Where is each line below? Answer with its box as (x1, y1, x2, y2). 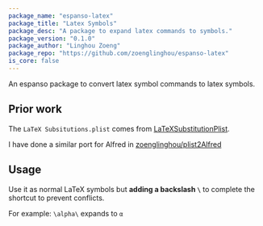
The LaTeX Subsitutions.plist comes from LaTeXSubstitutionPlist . (8, 123, 230, 133)
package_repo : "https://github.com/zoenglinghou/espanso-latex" (8, 49, 229, 57)
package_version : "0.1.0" (8, 34, 95, 43)
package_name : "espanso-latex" (8, 11, 114, 20)
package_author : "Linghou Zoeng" (8, 42, 121, 50)
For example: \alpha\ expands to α (8, 208, 123, 218)
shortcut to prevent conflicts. (8, 193, 105, 203)
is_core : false (8, 57, 60, 65)
